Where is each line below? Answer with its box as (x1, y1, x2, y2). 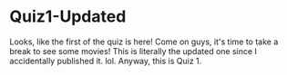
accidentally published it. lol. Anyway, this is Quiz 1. (9, 55, 202, 66)
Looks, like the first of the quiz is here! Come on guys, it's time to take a (9, 36, 279, 47)
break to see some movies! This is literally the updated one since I (9, 45, 258, 56)
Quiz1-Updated (9, 6, 127, 27)
